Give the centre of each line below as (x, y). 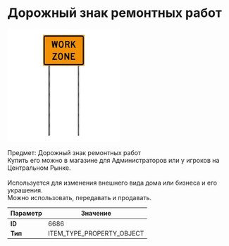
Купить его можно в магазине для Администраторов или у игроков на (113, 160)
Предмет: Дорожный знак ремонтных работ (74, 152)
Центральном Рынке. (39, 168)
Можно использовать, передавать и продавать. (80, 197)
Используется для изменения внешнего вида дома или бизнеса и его (112, 183)
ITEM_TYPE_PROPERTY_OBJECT (96, 233)
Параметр (26, 214)
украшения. (25, 190)
